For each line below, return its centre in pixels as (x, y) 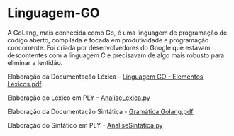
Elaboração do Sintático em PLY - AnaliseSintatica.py (85, 125)
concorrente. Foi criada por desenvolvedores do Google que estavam (109, 47)
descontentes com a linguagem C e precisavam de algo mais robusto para (116, 55)
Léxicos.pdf (24, 84)
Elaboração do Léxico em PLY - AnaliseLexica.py (79, 98)
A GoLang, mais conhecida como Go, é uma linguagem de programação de (117, 33)
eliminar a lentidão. (35, 62)
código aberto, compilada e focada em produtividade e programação (108, 40)
